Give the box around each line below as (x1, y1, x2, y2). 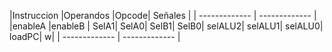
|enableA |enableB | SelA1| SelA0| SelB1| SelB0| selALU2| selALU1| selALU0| (9, 20, 324, 32)
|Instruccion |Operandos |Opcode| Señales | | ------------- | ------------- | (9, 10, 317, 21)
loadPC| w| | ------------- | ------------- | (9, 31, 181, 42)
